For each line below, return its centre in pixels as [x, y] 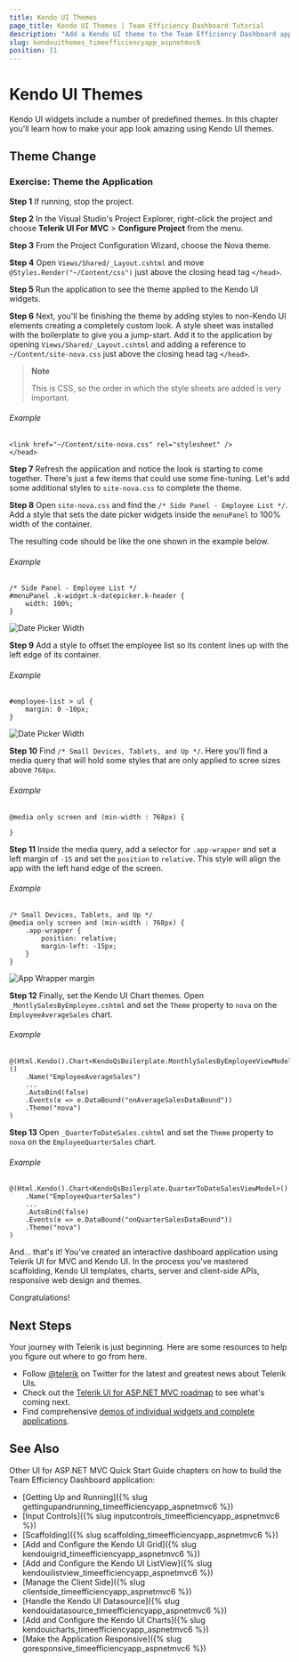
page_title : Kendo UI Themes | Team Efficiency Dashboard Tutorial [137, 26]
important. [50, 398]
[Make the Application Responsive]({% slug [102, 1639]
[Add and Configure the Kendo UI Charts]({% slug [114, 1619]
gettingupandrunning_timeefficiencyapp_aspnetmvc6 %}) [128, 1506]
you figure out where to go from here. [78, 1356]
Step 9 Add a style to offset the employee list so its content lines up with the [149, 645]
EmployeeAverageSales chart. [61, 1014]
